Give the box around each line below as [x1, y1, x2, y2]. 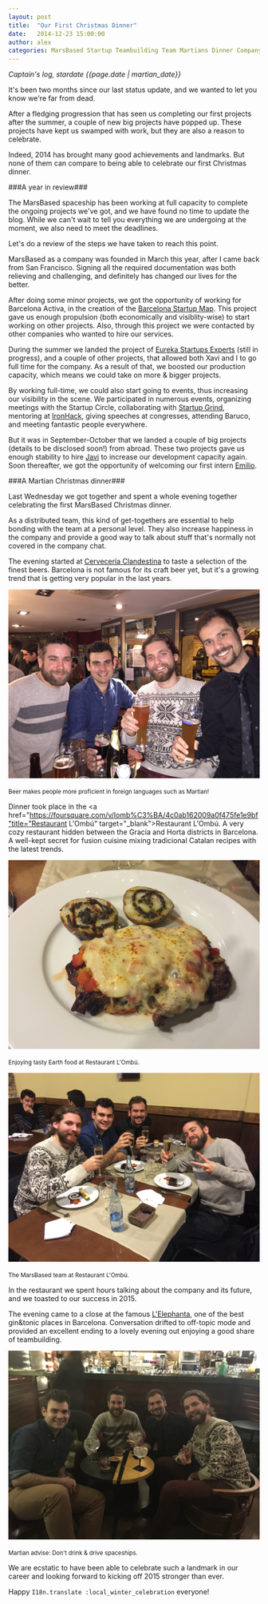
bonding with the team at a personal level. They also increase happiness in [8, 524, 254, 534]
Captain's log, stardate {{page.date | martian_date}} [8, 70, 182, 79]
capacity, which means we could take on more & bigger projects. [8, 370, 222, 380]
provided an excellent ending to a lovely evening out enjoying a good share [8, 1327, 255, 1336]
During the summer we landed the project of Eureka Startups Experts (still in [8, 344, 259, 355]
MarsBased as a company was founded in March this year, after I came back [8, 254, 260, 264]
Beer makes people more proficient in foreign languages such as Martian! [8, 788, 210, 796]
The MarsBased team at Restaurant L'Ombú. [8, 1272, 129, 1280]
